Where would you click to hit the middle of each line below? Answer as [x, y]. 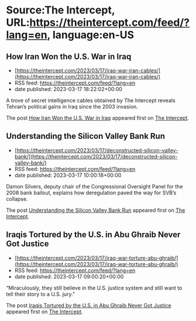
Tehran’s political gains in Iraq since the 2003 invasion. [72, 107]
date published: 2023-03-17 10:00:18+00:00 [68, 175]
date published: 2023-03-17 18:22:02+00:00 [68, 89]
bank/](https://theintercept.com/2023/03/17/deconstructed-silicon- [96, 156]
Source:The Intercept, [61, 10]
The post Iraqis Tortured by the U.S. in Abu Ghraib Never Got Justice [89, 305]
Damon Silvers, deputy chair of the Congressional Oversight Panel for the [94, 186]
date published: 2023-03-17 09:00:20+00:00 [69, 276]
